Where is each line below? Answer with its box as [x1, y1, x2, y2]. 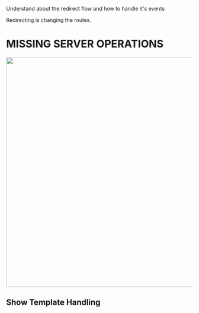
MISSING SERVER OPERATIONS [6, 37, 164, 51]
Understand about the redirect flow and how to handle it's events [6, 5, 165, 12]
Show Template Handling [6, 298, 101, 308]
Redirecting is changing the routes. [6, 17, 92, 23]
